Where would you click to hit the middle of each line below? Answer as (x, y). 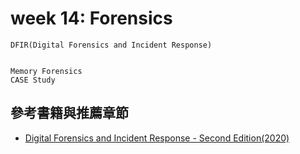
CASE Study (33, 80)
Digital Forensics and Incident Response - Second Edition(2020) (157, 138)
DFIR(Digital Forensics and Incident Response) (111, 45)
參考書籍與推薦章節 (69, 113)
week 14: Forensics (91, 18)
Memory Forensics (46, 71)
